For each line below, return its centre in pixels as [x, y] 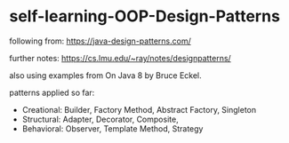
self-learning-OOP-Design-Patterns [144, 16]
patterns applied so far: [52, 92]
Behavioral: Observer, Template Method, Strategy [112, 128]
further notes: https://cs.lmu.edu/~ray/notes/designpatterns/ [120, 58]
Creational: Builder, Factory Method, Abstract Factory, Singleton [139, 109]
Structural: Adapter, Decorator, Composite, [100, 119]
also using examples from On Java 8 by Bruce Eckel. [105, 75]
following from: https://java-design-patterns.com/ [100, 41]
